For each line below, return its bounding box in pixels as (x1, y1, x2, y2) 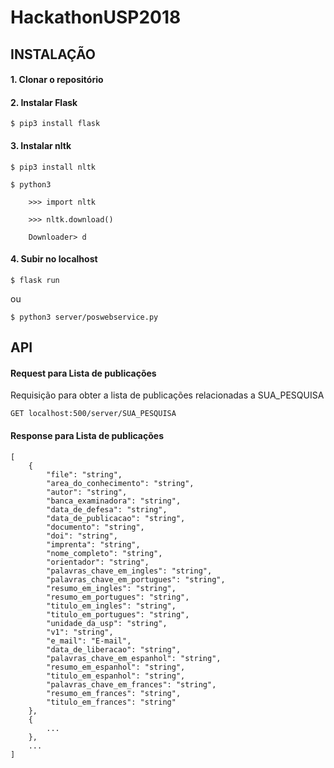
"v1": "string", (46, 627, 114, 637)
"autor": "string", (46, 487, 128, 497)
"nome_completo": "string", (46, 548, 163, 558)
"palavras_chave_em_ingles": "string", (46, 566, 213, 576)
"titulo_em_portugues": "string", (46, 609, 190, 620)
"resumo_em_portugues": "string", (46, 592, 190, 602)
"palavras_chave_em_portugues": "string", (46, 574, 226, 585)
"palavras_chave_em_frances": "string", (46, 679, 217, 690)
